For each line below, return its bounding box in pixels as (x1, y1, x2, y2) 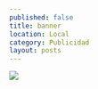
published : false (9, 12, 74, 22)
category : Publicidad (9, 37, 90, 47)
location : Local (9, 29, 69, 38)
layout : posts (9, 46, 62, 55)
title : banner (9, 21, 62, 30)
